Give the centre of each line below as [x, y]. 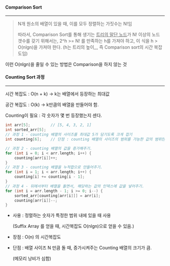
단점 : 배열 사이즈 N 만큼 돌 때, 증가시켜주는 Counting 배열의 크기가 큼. [82, 248]
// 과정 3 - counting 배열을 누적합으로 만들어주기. [54, 168]
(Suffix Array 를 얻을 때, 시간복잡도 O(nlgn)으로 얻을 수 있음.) [73, 226]
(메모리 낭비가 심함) [32, 258]
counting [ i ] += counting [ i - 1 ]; [50, 177]
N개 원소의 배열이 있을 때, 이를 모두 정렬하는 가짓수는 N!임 [75, 24]
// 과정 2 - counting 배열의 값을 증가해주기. [49, 148]
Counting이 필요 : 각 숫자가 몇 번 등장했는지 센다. [54, 115]
